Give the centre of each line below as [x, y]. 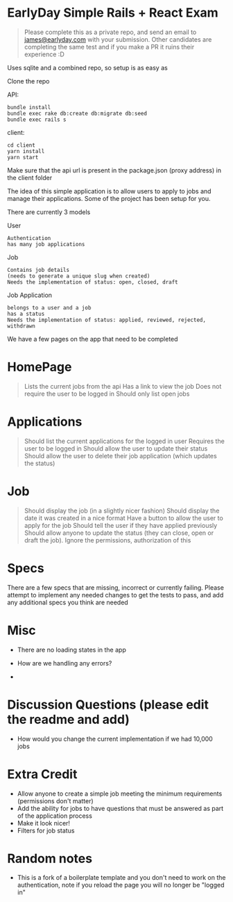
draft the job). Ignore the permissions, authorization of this [107, 540]
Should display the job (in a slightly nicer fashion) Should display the [122, 510]
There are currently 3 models [49, 212]
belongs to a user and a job [49, 307]
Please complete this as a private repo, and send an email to [110, 32]
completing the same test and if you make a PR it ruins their [109, 47]
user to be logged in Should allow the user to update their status [116, 448]
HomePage [40, 367]
